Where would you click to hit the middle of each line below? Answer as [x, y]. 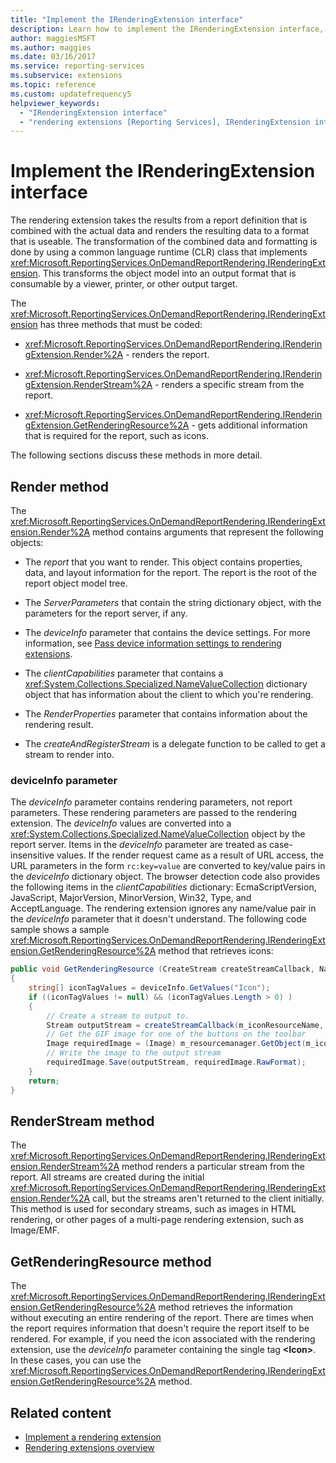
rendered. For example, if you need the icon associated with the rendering [163, 1339]
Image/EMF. [35, 1230]
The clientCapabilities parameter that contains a [124, 673]
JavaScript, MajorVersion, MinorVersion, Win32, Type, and [131, 898]
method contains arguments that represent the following [208, 532]
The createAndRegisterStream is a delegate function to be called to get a [175, 744]
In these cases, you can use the [76, 1360]
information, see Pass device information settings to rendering [153, 643]
